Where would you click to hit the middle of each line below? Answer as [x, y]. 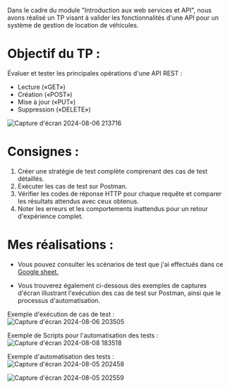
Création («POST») [45, 94]
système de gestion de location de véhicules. [73, 25]
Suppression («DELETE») [54, 109]
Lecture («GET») [41, 87]
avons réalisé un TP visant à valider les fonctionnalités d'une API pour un [113, 18]
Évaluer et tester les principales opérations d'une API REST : [95, 73]
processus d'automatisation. [59, 300]
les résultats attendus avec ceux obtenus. [78, 201]
